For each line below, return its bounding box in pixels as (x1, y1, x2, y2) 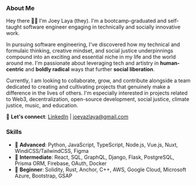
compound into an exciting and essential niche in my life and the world (6, 54, 176, 61)
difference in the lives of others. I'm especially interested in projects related (6, 89, 188, 97)
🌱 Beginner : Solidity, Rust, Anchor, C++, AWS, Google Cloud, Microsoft (14, 166, 187, 173)
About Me (6, 4, 35, 12)
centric (6, 66, 25, 73)
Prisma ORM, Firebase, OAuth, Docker (14, 159, 107, 167)
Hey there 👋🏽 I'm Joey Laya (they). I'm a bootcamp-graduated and (6, 18, 167, 25)
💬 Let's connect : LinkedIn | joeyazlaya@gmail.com (6, 113, 129, 120)
